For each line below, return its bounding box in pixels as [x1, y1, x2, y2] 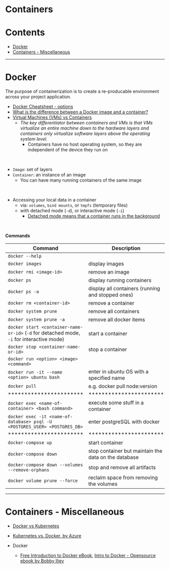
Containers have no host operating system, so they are [27, 141, 142, 148]
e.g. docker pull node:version [88, 383, 158, 390]
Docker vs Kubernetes [12, 523, 60, 529]
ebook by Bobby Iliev [20, 558, 64, 564]
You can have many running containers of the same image [20, 177, 142, 183]
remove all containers [88, 308, 140, 315]
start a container [88, 330, 127, 337]
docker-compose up [8, 440, 52, 446]
